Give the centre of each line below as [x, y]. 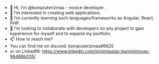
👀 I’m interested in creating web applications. [55, 13]
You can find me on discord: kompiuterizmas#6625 [62, 46]
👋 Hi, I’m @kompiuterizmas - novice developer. [57, 8]
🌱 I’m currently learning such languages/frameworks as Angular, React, [82, 18]
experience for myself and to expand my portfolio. [61, 33]
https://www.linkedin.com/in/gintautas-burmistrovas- [96, 51]
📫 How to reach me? [31, 39]
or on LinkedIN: [25, 51]
